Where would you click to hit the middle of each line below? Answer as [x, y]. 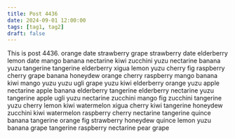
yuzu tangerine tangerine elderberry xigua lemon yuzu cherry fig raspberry [116, 68]
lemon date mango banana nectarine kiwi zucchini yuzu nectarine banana [114, 61]
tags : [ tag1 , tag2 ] [36, 27]
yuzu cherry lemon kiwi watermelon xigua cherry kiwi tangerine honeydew [115, 105]
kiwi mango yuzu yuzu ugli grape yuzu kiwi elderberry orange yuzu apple [113, 83]
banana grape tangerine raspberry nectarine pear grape [88, 128]
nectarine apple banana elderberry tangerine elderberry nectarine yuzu [110, 91]
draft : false [26, 33]
